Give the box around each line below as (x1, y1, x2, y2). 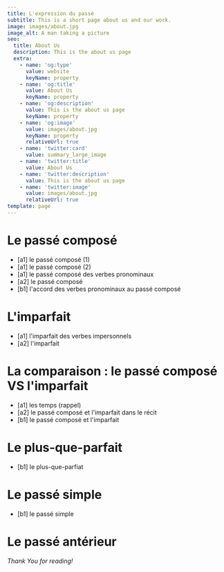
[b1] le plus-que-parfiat (17, 462, 84, 470)
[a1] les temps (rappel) (17, 401, 82, 409)
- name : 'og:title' (19, 81, 76, 88)
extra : (13, 55, 32, 62)
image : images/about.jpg (7, 23, 79, 30)
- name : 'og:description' (19, 100, 95, 107)
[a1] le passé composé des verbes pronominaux (17, 270, 154, 278)
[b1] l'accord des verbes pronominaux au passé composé (17, 285, 181, 293)
